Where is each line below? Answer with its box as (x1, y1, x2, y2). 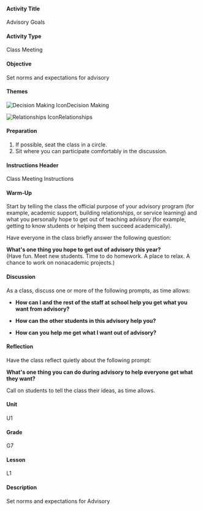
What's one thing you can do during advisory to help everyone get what (6, 368, 193, 376)
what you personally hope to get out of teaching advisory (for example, (6, 216, 186, 223)
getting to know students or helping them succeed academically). (6, 222, 172, 230)
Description (6, 484, 37, 491)
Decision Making (66, 101, 109, 108)
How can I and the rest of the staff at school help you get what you (15, 298, 188, 306)
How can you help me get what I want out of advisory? (15, 328, 156, 336)
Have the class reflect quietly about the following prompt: (6, 356, 151, 364)
